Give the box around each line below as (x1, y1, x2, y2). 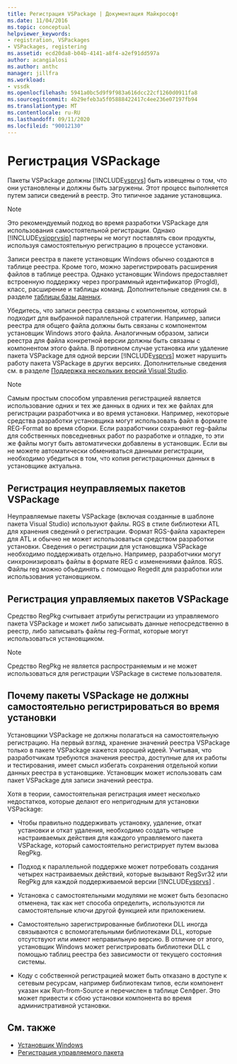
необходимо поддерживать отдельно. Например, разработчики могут (7, 550, 221, 558)
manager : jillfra (7, 69, 59, 77)
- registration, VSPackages (7, 37, 91, 44)
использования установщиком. (7, 572, 103, 581)
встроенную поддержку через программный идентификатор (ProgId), (7, 278, 219, 286)
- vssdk (7, 83, 30, 90)
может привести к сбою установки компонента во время (17, 993, 192, 1002)
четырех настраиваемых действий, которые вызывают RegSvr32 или (17, 869, 228, 878)
